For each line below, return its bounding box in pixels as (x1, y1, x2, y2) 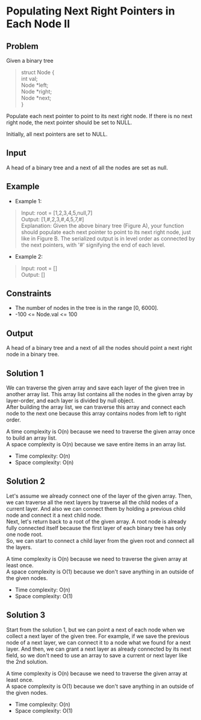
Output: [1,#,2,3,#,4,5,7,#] (20, 215, 84, 223)
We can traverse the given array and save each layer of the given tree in (6, 384, 185, 391)
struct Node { (20, 69, 55, 76)
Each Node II (6, 17, 70, 31)
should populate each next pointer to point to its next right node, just (20, 228, 191, 236)
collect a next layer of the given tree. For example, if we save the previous (6, 632, 190, 640)
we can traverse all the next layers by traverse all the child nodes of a (6, 499, 179, 506)
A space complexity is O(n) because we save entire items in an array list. (6, 441, 187, 448)
